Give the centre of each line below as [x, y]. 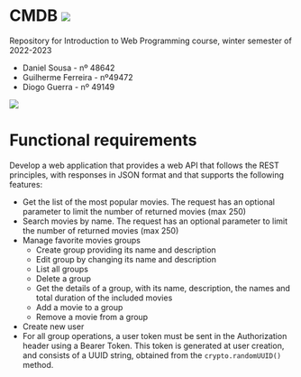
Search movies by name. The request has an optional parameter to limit [155, 221]
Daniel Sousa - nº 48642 [68, 68]
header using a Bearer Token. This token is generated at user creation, [153, 345]
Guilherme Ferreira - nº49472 [78, 77]
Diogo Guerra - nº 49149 [68, 87]
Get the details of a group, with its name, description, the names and [163, 288]
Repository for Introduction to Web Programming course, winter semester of [151, 41]
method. [38, 364]
